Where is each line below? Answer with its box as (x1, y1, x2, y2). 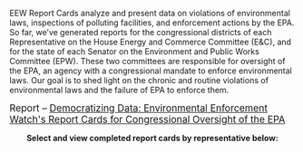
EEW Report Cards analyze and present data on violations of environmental (9, 8, 290, 18)
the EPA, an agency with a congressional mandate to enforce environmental (9, 65, 292, 76)
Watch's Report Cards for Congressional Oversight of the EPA (9, 113, 286, 126)
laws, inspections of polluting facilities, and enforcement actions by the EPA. (9, 17, 295, 28)
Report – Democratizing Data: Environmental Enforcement (9, 102, 268, 114)
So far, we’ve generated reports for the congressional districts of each (9, 27, 272, 37)
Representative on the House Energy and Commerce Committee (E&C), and (9, 36, 292, 47)
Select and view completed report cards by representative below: (26, 133, 279, 143)
